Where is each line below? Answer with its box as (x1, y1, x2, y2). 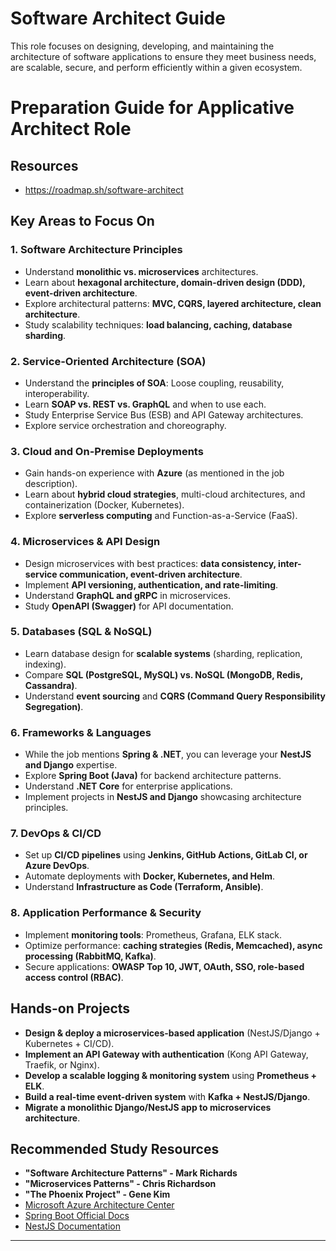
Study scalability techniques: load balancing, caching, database (24, 318, 293, 331)
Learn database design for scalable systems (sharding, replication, (24, 647, 303, 659)
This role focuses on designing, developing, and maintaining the (10, 40, 275, 52)
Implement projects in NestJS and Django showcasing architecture (24, 791, 302, 803)
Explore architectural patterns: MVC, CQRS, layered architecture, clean (24, 297, 322, 309)
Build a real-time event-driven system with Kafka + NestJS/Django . (24, 1090, 311, 1102)
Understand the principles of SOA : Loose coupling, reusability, (24, 377, 285, 389)
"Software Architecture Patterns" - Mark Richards (24, 1167, 238, 1179)
